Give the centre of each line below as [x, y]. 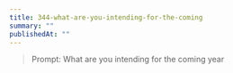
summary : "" [31, 26]
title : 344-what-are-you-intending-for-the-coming [106, 17]
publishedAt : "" [40, 34]
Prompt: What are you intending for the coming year [128, 60]
